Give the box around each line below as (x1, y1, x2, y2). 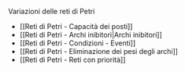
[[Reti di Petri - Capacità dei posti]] (19, 22, 133, 31)
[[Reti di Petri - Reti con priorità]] (19, 55, 126, 64)
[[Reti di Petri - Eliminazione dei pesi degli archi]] (19, 47, 179, 56)
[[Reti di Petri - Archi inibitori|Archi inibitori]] (19, 31, 163, 39)
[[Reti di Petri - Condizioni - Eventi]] (19, 38, 136, 48)
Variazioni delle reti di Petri (8, 7, 95, 16)
